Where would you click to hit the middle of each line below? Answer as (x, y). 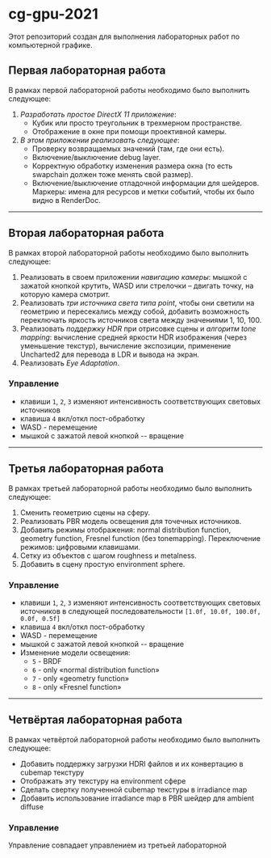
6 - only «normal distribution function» (96, 670)
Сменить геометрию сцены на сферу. (85, 512)
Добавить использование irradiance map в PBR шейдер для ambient (137, 798)
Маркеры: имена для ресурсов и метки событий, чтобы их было (143, 192)
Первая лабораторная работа (87, 71)
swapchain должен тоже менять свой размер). (113, 174)
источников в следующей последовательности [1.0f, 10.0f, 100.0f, (140, 611)
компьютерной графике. (50, 44)
